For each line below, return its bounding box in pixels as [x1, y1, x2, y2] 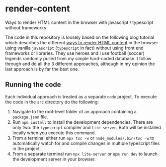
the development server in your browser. [12, 156, 96, 162]
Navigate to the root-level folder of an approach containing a [12, 108, 137, 114]
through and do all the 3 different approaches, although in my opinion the [5, 61, 155, 67]
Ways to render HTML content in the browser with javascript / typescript [5, 19, 154, 25]
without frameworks [5, 24, 46, 30]
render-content [5, 3, 71, 14]
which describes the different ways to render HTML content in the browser [5, 39, 158, 45]
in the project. [12, 145, 41, 152]
